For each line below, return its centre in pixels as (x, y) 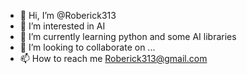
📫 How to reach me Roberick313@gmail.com (113, 58)
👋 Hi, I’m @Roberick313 (68, 15)
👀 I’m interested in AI (62, 26)
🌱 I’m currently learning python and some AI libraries (128, 36)
